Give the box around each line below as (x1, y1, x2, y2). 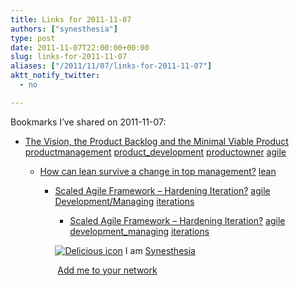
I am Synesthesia (124, 244, 196, 256)
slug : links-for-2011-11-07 (10, 52, 128, 62)
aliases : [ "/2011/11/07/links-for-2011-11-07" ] (10, 61, 213, 71)
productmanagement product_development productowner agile (24, 146, 287, 158)
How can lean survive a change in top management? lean (39, 165, 277, 177)
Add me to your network (57, 264, 158, 276)
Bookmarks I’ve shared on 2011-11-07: (10, 116, 167, 128)
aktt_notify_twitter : (10, 71, 101, 81)
